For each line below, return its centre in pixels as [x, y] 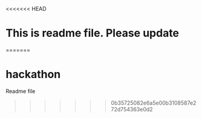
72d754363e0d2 [132, 109]
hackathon [33, 74]
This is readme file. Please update [93, 33]
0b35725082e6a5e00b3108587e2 [154, 103]
